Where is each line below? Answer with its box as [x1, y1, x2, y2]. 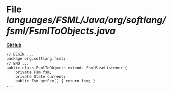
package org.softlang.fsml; [6, 56, 66, 62]
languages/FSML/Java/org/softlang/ [6, 14, 166, 26]
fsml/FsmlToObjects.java [6, 25, 116, 37]
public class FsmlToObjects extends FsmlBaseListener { [6, 65, 127, 70]
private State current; [15, 74, 66, 79]
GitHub [6, 42, 22, 48]
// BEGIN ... [6, 52, 34, 57]
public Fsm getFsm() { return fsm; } [15, 78, 96, 83]
